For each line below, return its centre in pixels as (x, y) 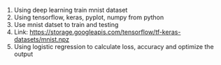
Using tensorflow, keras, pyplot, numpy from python (89, 17)
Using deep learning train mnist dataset (71, 10)
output (23, 54)
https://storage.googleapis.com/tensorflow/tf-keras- (105, 32)
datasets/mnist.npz (42, 39)
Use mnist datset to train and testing (66, 25)
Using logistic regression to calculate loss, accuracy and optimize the (114, 47)
